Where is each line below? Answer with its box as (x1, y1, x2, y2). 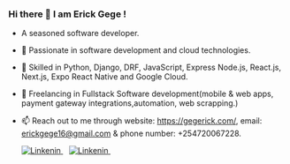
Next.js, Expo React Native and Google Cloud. (20, 71, 188, 82)
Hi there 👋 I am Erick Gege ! (8, 8, 127, 20)
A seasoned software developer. (20, 28, 140, 39)
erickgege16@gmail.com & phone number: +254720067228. (20, 128, 242, 139)
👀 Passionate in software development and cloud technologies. (20, 45, 251, 56)
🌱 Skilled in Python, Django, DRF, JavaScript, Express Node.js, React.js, (20, 62, 282, 73)
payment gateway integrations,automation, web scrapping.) (20, 98, 239, 108)
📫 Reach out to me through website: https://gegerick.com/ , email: (20, 116, 263, 126)
